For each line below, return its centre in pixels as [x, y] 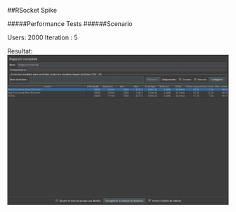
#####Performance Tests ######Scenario [70, 24]
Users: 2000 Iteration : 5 [43, 37]
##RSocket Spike [32, 10]
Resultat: [20, 51]
